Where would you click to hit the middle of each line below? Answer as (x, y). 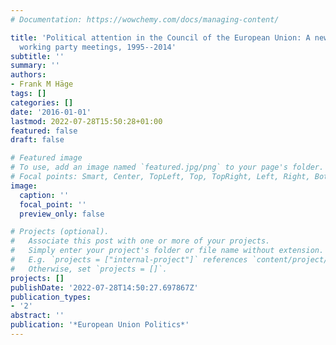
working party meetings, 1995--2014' (98, 47)
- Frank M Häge (42, 84)
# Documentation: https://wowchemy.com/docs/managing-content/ (145, 19)
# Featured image (46, 158)
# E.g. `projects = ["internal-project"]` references (129, 260)
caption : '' (44, 195)
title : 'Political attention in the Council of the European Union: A (160, 37)
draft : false (37, 140)
